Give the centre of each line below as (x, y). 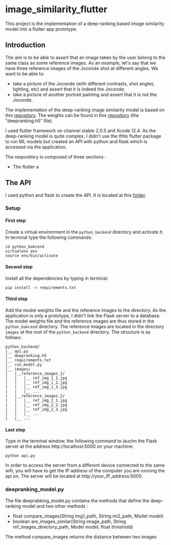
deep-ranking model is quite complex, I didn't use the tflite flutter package (83, 136)
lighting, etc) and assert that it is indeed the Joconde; (69, 89)
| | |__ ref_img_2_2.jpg (36, 405)
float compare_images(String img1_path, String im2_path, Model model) (88, 516)
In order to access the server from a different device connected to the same (85, 465)
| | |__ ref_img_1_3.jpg (36, 387)
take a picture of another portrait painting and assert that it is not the (85, 94)
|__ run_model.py (24, 365)
